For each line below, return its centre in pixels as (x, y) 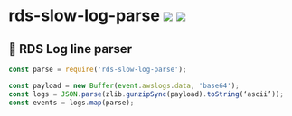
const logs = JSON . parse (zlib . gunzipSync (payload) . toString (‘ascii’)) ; (146, 94)
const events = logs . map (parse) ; (71, 103)
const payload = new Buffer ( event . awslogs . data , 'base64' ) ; (124, 85)
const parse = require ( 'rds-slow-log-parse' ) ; (98, 69)
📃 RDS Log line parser (71, 49)
